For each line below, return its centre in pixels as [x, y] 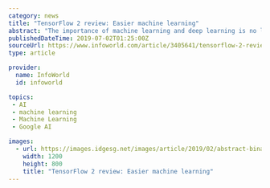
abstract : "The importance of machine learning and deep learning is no [133, 31]
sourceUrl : [27, 46]
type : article [32, 53]
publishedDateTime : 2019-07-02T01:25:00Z [79, 38]
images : [21, 141]
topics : [21, 97]
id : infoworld [39, 82]
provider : [25, 68]
